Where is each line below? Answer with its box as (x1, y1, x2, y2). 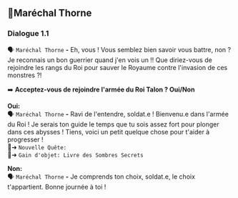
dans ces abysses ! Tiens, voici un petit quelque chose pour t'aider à (7, 127, 210, 136)
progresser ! (7, 135, 44, 144)
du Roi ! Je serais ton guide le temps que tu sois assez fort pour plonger (7, 119, 219, 129)
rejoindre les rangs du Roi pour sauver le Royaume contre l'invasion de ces (7, 63, 228, 71)
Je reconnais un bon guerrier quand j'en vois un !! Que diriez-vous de (7, 55, 212, 64)
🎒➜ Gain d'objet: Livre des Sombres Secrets (7, 150, 144, 159)
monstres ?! (7, 71, 42, 79)
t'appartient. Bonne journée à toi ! (7, 182, 106, 191)
